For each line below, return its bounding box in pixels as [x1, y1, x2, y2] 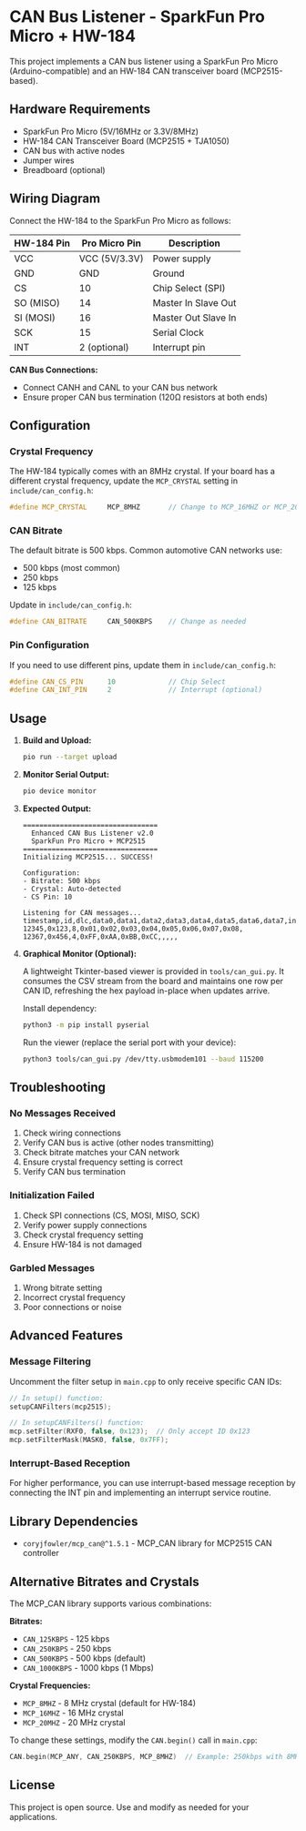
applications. [9, 1811, 57, 1822]
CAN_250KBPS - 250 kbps [22, 1643, 112, 1653]
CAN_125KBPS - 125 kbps [22, 1633, 110, 1644]
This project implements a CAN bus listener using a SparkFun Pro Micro [9, 56, 279, 66]
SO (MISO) [14, 296, 61, 309]
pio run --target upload [22, 753, 117, 762]
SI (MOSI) [14, 311, 56, 324]
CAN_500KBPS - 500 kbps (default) [22, 1653, 146, 1663]
